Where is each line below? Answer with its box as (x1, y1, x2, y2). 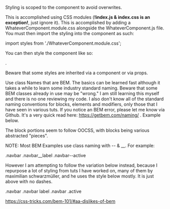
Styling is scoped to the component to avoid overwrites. (5, 5, 122, 10)
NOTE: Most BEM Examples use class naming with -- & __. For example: (5, 142, 155, 148)
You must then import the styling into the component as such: (5, 31, 134, 36)
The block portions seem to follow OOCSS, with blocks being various (5, 127, 150, 133)
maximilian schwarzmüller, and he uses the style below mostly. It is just (5, 173, 154, 179)
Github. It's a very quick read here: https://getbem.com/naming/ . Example (5, 112, 161, 118)
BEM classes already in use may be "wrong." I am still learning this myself (5, 91, 159, 96)
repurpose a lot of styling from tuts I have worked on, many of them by (5, 168, 153, 173)
